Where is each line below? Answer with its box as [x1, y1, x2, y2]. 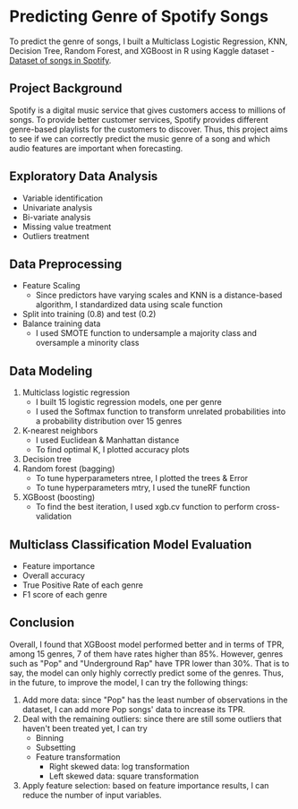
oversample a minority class [35, 338, 140, 349]
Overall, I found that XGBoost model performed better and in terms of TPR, [9, 639, 285, 650]
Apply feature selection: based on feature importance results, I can [21, 779, 269, 790]
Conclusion [9, 615, 75, 631]
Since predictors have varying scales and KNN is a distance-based [35, 289, 283, 301]
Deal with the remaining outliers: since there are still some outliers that [21, 713, 282, 724]
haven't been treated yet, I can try [21, 723, 148, 734]
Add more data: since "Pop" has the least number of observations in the [21, 694, 288, 705]
